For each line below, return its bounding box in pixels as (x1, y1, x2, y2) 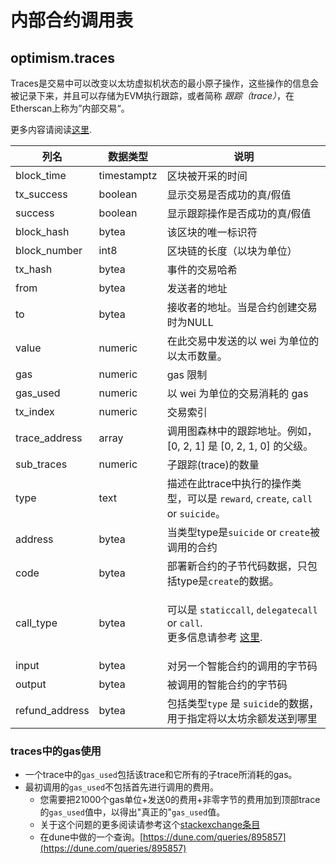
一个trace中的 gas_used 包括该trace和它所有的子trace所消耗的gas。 (24, 769, 298, 781)
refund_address (15, 704, 90, 717)
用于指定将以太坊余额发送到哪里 (166, 712, 318, 725)
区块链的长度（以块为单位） (166, 244, 298, 258)
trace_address (15, 431, 83, 445)
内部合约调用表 (10, 9, 134, 32)
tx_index (15, 405, 55, 418)
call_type (15, 616, 58, 630)
